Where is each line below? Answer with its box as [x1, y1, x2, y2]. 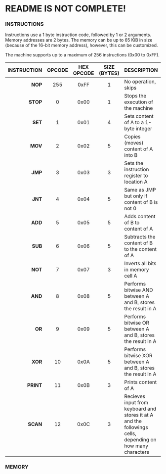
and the [124, 418, 142, 425]
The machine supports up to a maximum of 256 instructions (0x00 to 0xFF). [5, 52, 160, 58]
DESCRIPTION [124, 67, 158, 74]
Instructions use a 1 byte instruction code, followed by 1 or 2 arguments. [5, 32, 152, 38]
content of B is [124, 199, 158, 206]
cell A [124, 273, 137, 280]
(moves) [124, 140, 144, 146]
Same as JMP [124, 187, 156, 193]
